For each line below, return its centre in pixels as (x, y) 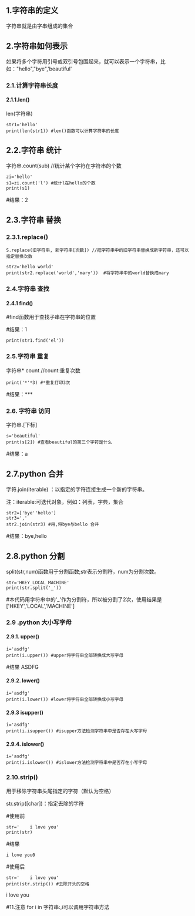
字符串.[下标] (22, 425)
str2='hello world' (30, 267)
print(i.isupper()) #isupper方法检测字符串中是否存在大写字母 (77, 731)
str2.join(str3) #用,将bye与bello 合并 (53, 524)
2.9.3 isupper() (25, 712)
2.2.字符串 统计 (34, 151)
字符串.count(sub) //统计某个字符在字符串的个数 (64, 166)
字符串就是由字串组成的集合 (40, 26)
